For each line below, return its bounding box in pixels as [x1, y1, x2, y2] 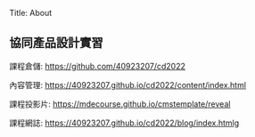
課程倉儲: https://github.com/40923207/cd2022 [9, 60, 185, 71]
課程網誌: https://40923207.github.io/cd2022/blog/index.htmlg [9, 117, 240, 128]
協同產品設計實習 [9, 36, 103, 51]
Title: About [9, 8, 53, 18]
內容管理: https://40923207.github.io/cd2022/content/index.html [9, 79, 247, 90]
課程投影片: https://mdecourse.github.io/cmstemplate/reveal [9, 98, 231, 109]
